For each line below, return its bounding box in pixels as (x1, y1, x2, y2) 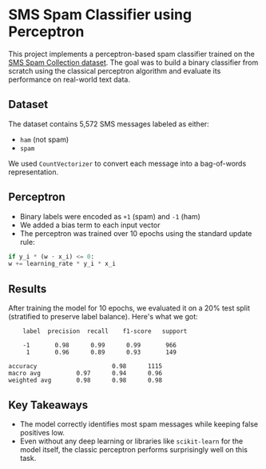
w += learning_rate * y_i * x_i (8, 260, 116, 268)
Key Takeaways (8, 398, 89, 411)
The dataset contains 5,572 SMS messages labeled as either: (8, 118, 209, 129)
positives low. (19, 427, 66, 437)
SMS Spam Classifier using (8, 6, 193, 24)
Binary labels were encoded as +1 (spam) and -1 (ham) (19, 211, 201, 221)
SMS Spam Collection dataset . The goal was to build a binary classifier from (8, 58, 259, 67)
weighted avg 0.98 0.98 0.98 (8, 376, 162, 385)
